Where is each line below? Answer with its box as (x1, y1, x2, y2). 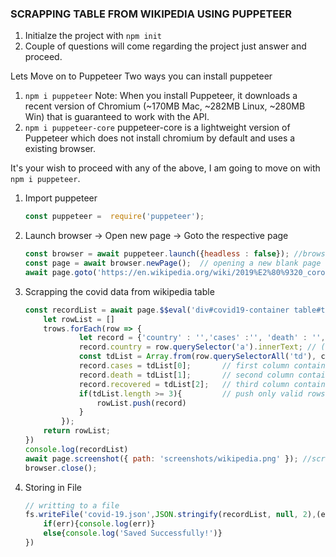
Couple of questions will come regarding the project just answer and (24, 40, 307, 52)
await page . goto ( (24, 267, 98, 277)
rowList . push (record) (96, 398, 187, 408)
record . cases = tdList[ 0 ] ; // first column (78, 361, 290, 371)
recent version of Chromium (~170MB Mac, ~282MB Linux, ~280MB (24, 100, 306, 112)
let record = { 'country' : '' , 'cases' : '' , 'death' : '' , (78, 333, 326, 343)
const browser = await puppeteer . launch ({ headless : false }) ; (24, 249, 290, 259)
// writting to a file (24, 500, 120, 511)
